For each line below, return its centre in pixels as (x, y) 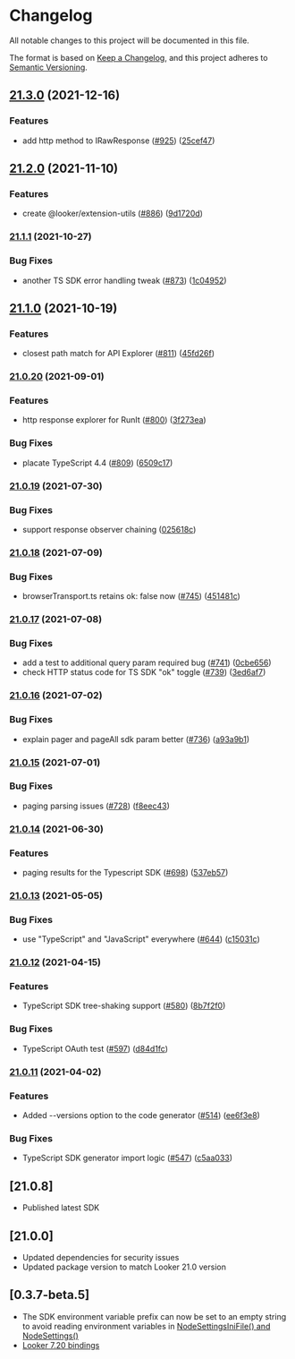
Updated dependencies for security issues (101, 1257)
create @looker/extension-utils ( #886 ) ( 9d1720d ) (113, 214)
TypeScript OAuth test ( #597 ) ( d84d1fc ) (95, 1048)
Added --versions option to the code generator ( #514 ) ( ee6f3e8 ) (141, 1115)
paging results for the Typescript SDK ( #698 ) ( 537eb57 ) (125, 873)
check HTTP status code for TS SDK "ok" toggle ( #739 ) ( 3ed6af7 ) (144, 672)
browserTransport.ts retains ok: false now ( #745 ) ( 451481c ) (131, 596)
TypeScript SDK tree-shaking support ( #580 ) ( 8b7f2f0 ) (124, 1006)
